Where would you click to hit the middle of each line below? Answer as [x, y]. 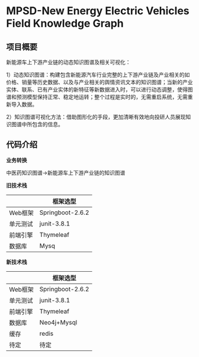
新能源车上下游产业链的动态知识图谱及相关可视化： [68, 62]
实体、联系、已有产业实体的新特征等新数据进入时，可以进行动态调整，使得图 [99, 89]
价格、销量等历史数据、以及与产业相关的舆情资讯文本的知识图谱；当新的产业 [99, 82]
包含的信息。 [47, 124]
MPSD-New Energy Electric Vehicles [98, 11]
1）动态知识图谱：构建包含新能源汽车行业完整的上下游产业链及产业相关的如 [98, 75]
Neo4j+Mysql [58, 322]
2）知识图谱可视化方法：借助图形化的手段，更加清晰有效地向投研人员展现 [96, 117]
